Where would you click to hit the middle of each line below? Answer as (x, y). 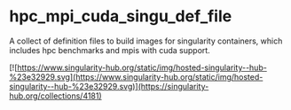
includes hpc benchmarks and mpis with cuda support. (110, 50)
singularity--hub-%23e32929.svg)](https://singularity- (109, 86)
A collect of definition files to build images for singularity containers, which (146, 41)
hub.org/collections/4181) (55, 96)
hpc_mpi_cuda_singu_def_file (121, 16)
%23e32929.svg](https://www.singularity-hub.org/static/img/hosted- (136, 76)
